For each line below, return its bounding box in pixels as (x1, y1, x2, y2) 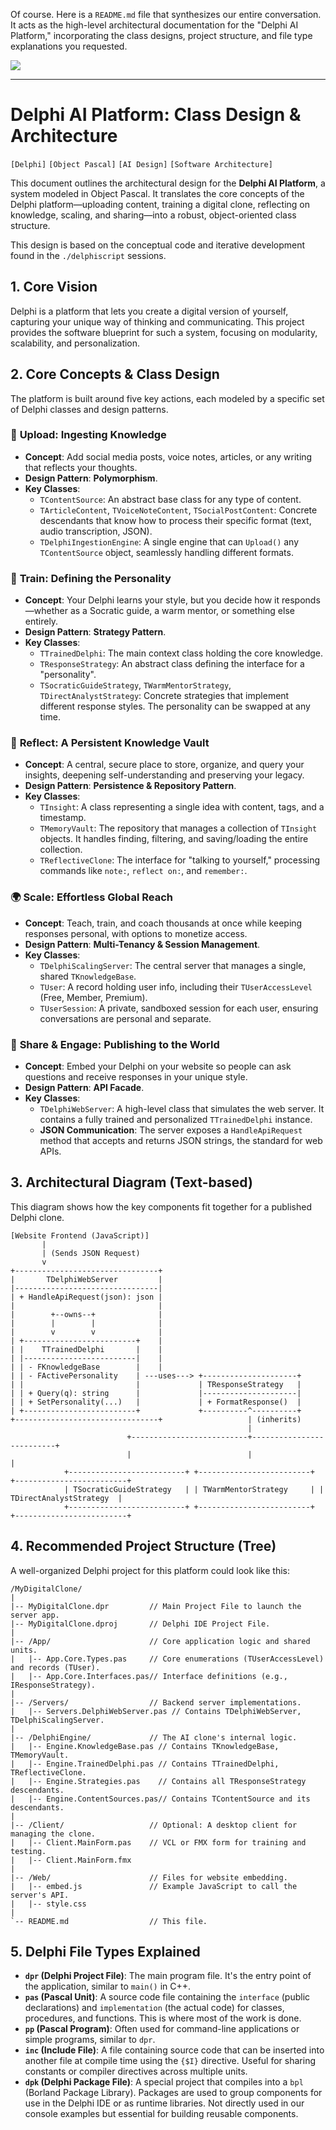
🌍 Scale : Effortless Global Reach (10, 890, 174, 904)
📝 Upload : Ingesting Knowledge (10, 428, 167, 442)
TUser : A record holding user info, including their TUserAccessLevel (39, 980, 313, 993)
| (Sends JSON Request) (41, 1248, 141, 1258)
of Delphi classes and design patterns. (10, 403, 169, 415)
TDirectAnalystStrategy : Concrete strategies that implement (39, 690, 290, 702)
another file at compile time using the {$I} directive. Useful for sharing (24, 2055, 317, 2067)
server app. (10, 1610, 60, 1620)
